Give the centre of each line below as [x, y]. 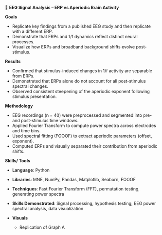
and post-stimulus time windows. [45, 120]
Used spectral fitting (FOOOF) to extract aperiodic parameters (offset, [82, 136]
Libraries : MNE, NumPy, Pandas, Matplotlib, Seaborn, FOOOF [74, 180]
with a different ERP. [32, 31]
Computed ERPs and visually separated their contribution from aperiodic [85, 146]
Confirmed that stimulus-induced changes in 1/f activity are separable [82, 71]
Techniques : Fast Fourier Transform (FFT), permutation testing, [76, 189]
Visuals [20, 218]
